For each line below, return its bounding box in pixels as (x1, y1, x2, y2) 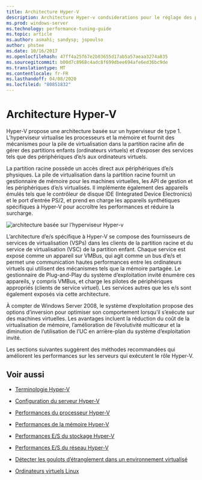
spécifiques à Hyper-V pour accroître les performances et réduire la (6, 203, 174, 210)
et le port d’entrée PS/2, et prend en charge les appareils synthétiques (6, 196, 180, 204)
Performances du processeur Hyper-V (14, 409, 110, 416)
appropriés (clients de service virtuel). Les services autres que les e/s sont (6, 284, 191, 291)
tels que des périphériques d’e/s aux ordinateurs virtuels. (6, 153, 148, 160)
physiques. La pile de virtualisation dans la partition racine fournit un (6, 171, 176, 178)
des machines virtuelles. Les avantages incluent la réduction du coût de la (6, 314, 190, 322)
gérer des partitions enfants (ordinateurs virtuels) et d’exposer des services (6, 146, 194, 154)
